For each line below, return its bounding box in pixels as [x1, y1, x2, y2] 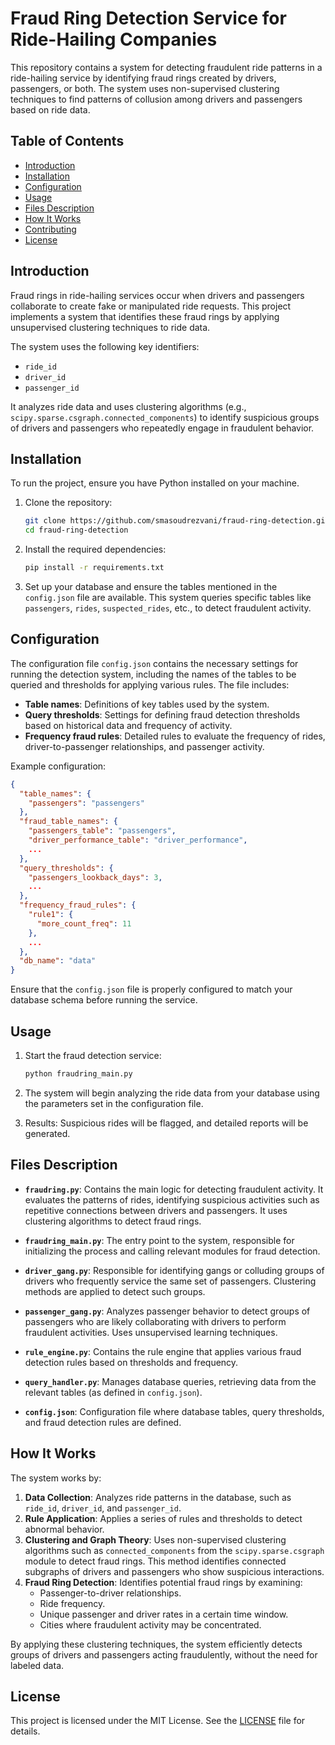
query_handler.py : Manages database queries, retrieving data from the [24, 1375, 317, 1387]
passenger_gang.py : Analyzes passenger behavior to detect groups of [24, 1305, 311, 1317]
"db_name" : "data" [19, 956, 97, 966]
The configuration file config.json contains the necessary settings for [10, 657, 299, 669]
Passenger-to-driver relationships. [39, 1587, 182, 1599]
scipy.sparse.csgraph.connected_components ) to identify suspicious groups [10, 411, 320, 423]
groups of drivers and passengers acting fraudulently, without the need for [10, 1648, 318, 1661]
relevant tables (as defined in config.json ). [24, 1386, 203, 1398]
